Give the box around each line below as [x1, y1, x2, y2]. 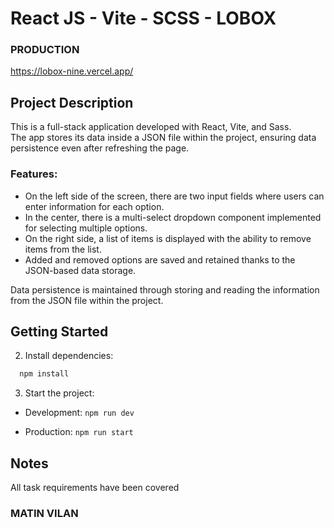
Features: [10, 167, 58, 181]
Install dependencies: [24, 350, 114, 362]
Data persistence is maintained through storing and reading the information [10, 283, 320, 296]
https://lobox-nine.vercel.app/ [10, 65, 134, 77]
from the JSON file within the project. [10, 294, 164, 306]
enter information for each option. [24, 200, 165, 212]
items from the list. [24, 243, 102, 255]
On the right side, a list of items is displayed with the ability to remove [24, 232, 312, 244]
